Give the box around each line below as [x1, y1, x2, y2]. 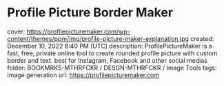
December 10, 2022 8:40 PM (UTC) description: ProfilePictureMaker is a [7, 42, 212, 50]
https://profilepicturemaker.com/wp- [26, 27, 131, 35]
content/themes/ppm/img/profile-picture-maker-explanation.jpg [7, 34, 190, 42]
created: [190, 34, 214, 42]
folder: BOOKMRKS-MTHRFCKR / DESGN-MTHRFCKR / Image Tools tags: [7, 63, 217, 72]
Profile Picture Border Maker [7, 5, 174, 20]
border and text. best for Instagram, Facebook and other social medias [7, 56, 208, 64]
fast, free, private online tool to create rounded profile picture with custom [7, 49, 218, 57]
